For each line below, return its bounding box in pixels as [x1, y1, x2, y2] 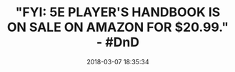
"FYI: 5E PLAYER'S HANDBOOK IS [15, 4, 221, 20]
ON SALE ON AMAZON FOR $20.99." [6, 19, 229, 35]
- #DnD [96, 35, 139, 50]
